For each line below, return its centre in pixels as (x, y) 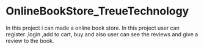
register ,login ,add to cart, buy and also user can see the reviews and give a (102, 34)
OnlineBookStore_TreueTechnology (97, 11)
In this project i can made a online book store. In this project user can (93, 28)
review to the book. (30, 41)
